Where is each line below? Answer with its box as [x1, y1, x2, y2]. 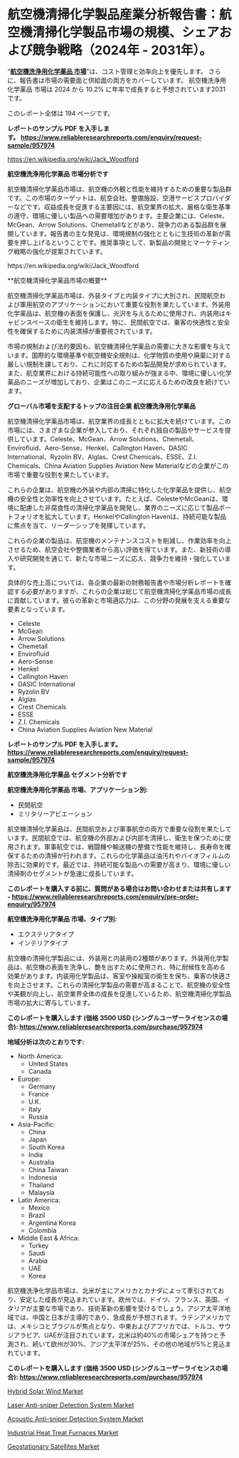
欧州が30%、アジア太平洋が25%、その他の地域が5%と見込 [51, 1340, 225, 1348]
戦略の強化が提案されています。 [13, 247, 107, 255]
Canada [28, 1067, 52, 1075]
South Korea [28, 1142, 65, 1151]
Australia [28, 1158, 55, 1166]
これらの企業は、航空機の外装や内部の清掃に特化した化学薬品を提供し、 [7, 486, 219, 494]
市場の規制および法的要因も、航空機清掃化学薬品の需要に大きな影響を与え [7, 342, 225, 350]
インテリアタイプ [17, 938, 68, 947]
